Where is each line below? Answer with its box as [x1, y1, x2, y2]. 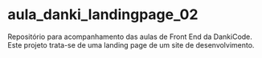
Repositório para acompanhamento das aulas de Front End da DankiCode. [7, 32, 252, 41]
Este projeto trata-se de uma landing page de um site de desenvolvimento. [7, 40, 255, 49]
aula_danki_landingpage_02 [7, 6, 199, 24]
